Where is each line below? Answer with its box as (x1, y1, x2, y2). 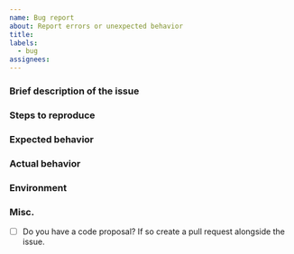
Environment (9, 181, 68, 194)
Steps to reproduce (9, 109, 96, 122)
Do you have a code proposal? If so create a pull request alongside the (22, 226, 286, 237)
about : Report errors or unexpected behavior (9, 22, 183, 31)
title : (9, 30, 34, 39)
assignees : (9, 55, 51, 64)
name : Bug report (9, 13, 75, 23)
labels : (9, 38, 39, 48)
